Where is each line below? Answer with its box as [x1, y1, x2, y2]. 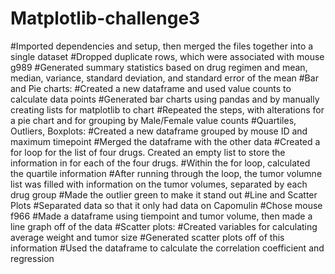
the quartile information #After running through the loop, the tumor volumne [10, 167, 323, 179]
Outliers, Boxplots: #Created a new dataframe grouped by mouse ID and [10, 125, 308, 137]
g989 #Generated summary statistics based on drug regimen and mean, [10, 61, 308, 73]
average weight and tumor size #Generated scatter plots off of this [10, 231, 285, 243]
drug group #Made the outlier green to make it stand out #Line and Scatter [10, 188, 318, 201]
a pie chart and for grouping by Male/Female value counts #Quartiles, [10, 114, 297, 126]
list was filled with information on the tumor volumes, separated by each [10, 178, 308, 190]
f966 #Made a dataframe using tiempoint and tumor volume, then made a [10, 210, 313, 222]
